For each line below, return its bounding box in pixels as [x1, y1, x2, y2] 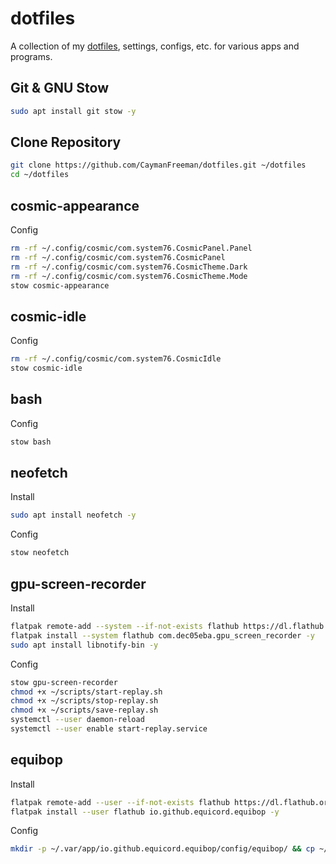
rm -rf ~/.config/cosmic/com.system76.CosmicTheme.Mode [10, 271, 248, 281]
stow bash [10, 437, 52, 447]
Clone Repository [10, 134, 122, 151]
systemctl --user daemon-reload [10, 715, 145, 725]
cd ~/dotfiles [10, 170, 70, 180]
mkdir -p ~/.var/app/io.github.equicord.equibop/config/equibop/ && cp [10, 844, 315, 854]
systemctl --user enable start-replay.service [10, 724, 208, 734]
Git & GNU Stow [10, 80, 109, 97]
